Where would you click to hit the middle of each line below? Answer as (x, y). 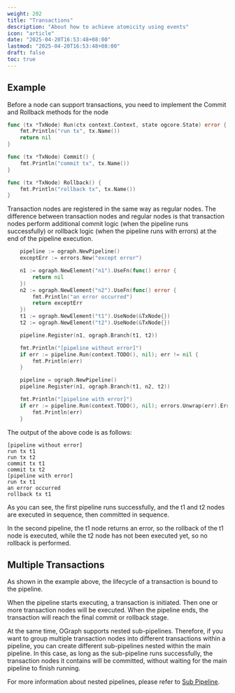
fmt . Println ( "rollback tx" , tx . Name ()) (78, 189)
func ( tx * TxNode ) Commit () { (51, 157)
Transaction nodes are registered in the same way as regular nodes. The (112, 209)
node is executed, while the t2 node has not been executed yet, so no (107, 535)
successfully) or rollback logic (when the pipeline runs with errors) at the (112, 231)
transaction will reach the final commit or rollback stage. (88, 617)
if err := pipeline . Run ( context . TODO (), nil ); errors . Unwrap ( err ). (120, 406)
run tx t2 (22, 457)
